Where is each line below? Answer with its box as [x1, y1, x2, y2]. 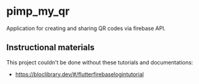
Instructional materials [6, 42, 95, 53]
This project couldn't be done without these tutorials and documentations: [6, 58, 193, 66]
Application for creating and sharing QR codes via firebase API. [6, 25, 166, 32]
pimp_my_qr [6, 4, 70, 18]
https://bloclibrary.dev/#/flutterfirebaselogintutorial [15, 71, 144, 78]
